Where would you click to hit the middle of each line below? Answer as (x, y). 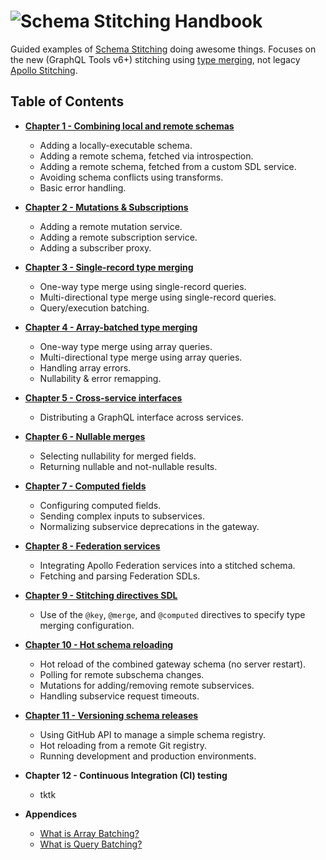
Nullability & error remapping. (100, 378)
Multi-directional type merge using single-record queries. (158, 297)
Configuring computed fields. (100, 505)
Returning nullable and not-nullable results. (128, 466)
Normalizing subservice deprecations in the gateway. (149, 526)
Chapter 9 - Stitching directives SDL (101, 595)
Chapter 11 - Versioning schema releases (111, 715)
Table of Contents (67, 101)
